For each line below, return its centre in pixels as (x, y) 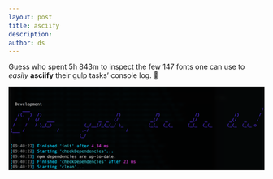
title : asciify (34, 26)
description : (30, 34)
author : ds (27, 43)
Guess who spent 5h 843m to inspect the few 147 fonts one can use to (127, 67)
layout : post (30, 17)
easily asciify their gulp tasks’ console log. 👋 (83, 75)
